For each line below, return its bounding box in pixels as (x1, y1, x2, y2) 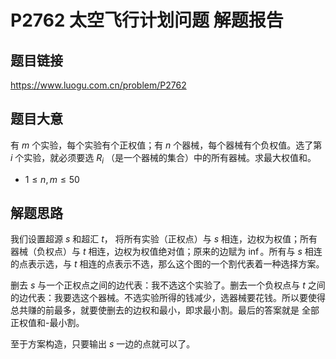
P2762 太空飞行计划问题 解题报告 (10, 9, 284, 32)
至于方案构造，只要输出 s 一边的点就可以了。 (10, 338, 196, 350)
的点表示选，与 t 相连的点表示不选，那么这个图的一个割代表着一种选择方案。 (10, 258, 325, 270)
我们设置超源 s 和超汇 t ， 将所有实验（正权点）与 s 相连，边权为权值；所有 (10, 233, 318, 245)
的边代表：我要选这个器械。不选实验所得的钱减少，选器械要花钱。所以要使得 (10, 292, 326, 304)
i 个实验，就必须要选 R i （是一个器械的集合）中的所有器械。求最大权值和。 (10, 151, 317, 166)
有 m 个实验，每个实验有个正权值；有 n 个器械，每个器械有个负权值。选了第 (10, 139, 323, 151)
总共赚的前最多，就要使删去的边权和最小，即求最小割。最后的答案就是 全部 (10, 304, 320, 316)
